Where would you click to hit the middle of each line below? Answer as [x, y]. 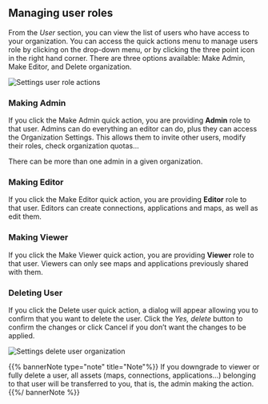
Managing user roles [61, 13]
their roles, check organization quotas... [74, 146]
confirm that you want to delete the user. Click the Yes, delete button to [126, 319]
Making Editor [36, 182]
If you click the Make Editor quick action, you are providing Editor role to [128, 200]
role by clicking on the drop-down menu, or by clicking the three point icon [132, 49]
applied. [22, 335]
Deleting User [36, 293]
